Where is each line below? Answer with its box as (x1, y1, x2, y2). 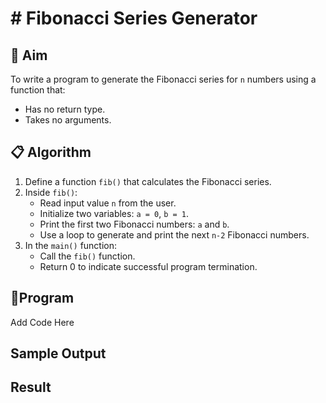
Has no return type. (24, 103, 106, 115)
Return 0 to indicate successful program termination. (39, 260, 258, 272)
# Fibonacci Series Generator (10, 7, 258, 30)
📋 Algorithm (10, 144, 92, 161)
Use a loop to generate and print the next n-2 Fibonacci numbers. (39, 228, 310, 241)
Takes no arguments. (24, 114, 112, 126)
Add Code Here (10, 316, 75, 328)
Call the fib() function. (39, 250, 136, 262)
